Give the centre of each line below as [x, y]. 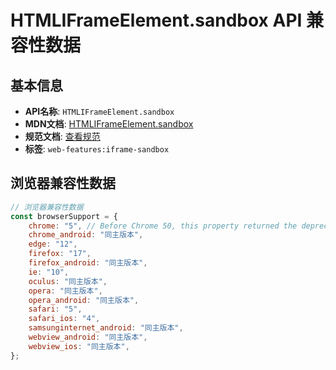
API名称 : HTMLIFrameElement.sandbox [99, 111]
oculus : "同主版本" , [68, 281]
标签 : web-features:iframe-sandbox [97, 149]
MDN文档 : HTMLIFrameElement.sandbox [109, 124]
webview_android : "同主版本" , [88, 337]
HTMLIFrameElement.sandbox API [156, 20]
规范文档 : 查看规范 [62, 136]
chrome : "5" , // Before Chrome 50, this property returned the [163, 226]
